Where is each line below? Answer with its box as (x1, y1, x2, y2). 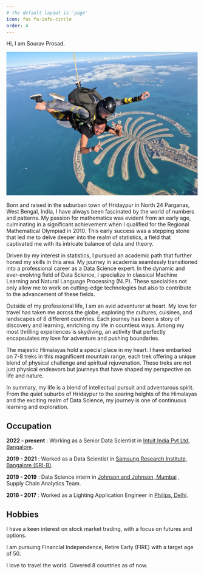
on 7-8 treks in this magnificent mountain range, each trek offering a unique (6, 353, 196, 360)
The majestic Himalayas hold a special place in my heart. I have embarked (6, 346, 192, 354)
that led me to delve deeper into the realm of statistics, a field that (6, 234, 171, 241)
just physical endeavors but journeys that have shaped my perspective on (6, 366, 191, 373)
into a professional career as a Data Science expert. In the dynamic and (6, 265, 185, 272)
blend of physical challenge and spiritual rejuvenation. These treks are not (6, 359, 192, 366)
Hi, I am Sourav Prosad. (6, 40, 66, 47)
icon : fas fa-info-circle (6, 16, 72, 22)
